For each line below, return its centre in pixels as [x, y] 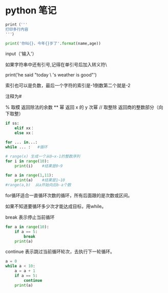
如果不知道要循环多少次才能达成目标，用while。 [56, 206]
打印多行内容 [17, 29]
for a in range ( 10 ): [27, 227]
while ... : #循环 [26, 147]
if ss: [12, 124]
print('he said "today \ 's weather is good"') [51, 75]
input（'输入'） [21, 54]
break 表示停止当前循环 [30, 217]
